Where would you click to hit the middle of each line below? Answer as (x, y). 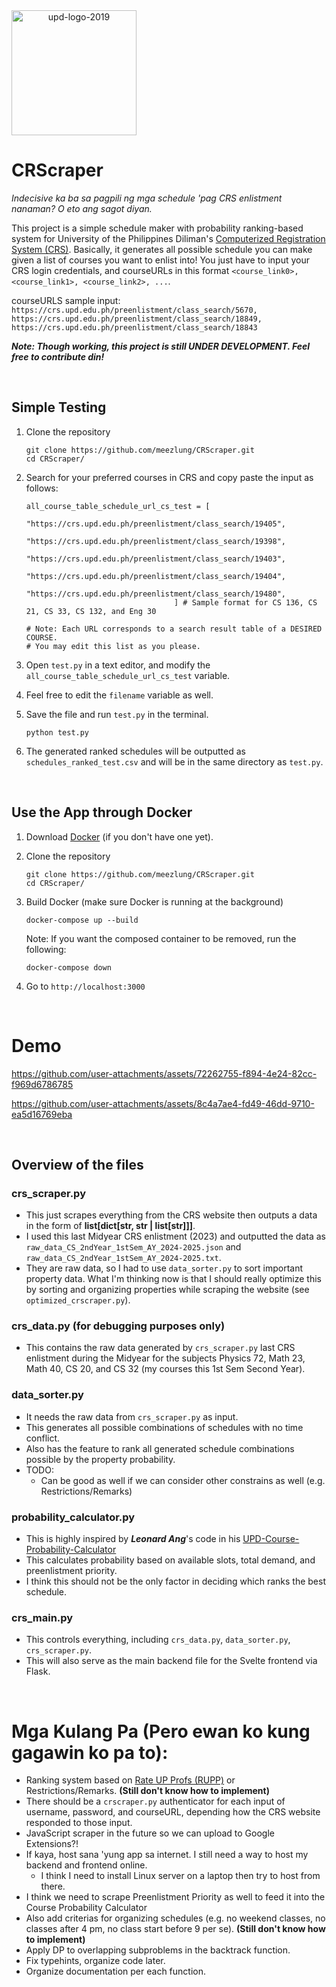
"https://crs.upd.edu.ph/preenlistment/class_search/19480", (156, 594)
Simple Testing (59, 407)
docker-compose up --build (82, 920)
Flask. (38, 1671)
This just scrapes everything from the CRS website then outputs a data (171, 1215)
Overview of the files (77, 1164)
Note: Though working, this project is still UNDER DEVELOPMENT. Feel (161, 346)
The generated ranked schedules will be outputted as (135, 751)
